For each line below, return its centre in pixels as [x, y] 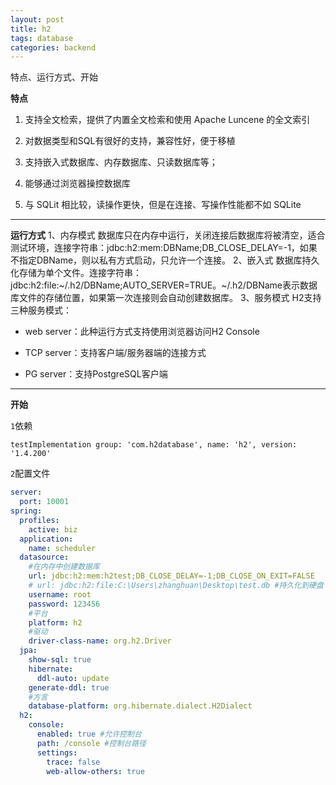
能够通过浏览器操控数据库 [77, 183]
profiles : [39, 520]
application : [46, 539]
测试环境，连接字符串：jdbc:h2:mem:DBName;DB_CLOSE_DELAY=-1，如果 [164, 248]
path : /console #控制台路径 [91, 743]
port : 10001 [44, 502]
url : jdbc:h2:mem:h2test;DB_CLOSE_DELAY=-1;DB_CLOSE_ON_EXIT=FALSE [171, 576]
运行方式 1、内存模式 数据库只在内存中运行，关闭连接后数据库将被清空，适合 [168, 235]
